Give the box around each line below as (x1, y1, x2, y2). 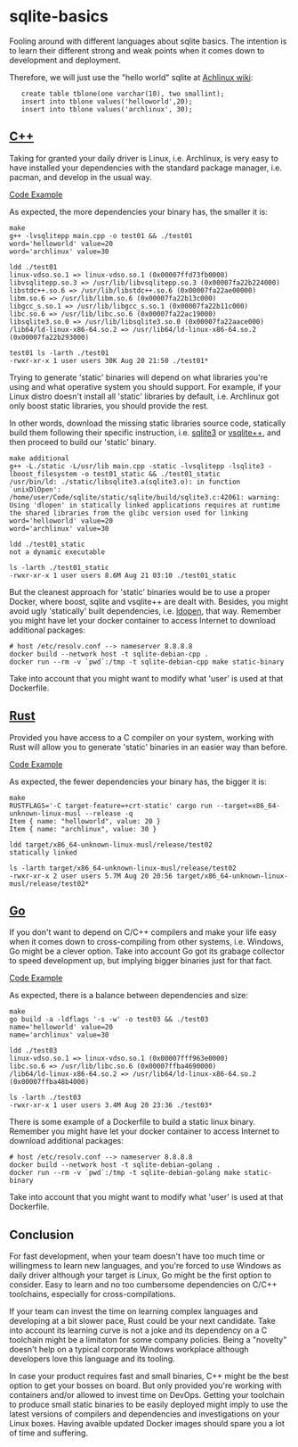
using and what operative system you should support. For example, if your (9, 381, 282, 392)
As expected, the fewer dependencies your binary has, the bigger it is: (9, 776, 267, 787)
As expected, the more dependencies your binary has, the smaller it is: (9, 206, 269, 217)
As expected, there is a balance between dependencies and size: (9, 990, 249, 1001)
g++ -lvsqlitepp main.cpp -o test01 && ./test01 (9, 231, 193, 240)
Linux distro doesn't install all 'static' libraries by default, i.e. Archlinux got (9, 391, 279, 401)
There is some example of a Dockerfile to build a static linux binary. (9, 1117, 256, 1128)
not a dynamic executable (9, 547, 105, 557)
